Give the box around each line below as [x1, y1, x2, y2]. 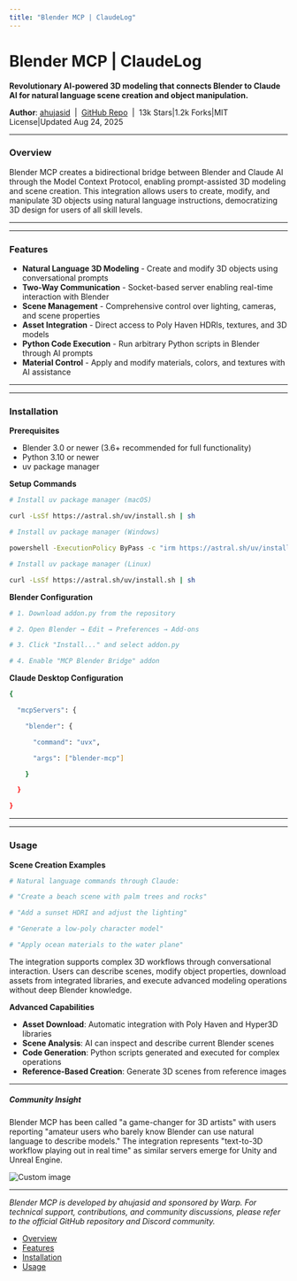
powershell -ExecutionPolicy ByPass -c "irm [9, 544, 176, 553]
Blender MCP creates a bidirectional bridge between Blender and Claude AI [9, 166, 284, 177]
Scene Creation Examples [9, 860, 106, 870]
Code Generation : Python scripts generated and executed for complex [21, 1046, 280, 1058]
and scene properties [21, 311, 101, 321]
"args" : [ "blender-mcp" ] [32, 753, 125, 762]
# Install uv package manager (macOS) [9, 496, 152, 505]
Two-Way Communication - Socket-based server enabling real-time [21, 282, 274, 293]
